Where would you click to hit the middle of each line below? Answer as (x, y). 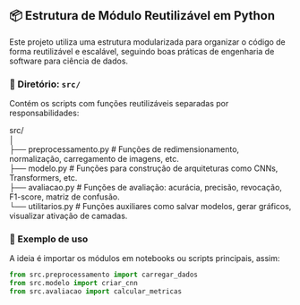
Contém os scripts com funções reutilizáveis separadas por (119, 104)
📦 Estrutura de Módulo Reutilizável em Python (142, 16)
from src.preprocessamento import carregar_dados (104, 275)
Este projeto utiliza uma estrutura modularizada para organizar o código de (148, 42)
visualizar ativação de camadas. (69, 216)
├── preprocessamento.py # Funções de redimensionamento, (124, 149)
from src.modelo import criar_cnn (74, 284)
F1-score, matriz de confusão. (64, 197)
